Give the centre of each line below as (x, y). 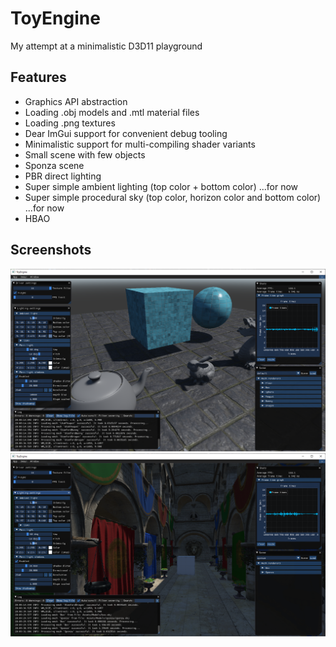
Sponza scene (54, 165)
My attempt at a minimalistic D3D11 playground (106, 46)
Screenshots (51, 250)
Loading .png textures (70, 123)
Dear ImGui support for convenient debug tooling (126, 133)
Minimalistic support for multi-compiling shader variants (140, 144)
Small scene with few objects (85, 154)
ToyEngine (55, 18)
